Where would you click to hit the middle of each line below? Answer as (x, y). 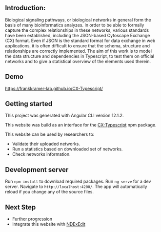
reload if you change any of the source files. (50, 192)
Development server (37, 170)
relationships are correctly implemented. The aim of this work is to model (79, 51)
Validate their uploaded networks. (46, 144)
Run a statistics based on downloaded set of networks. (67, 149)
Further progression (32, 219)
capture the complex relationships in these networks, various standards (77, 30)
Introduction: (25, 8)
